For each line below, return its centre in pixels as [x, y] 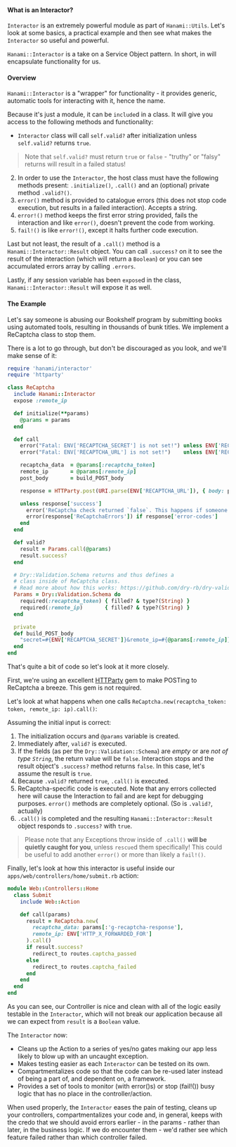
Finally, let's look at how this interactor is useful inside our [91, 868]
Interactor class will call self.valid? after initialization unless [107, 136]
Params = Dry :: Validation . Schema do [67, 595]
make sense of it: [32, 355]
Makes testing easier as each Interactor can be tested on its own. [113, 1064]
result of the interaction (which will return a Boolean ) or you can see [105, 259]
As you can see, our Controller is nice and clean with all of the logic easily [114, 1007]
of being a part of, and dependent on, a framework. [92, 1079]
